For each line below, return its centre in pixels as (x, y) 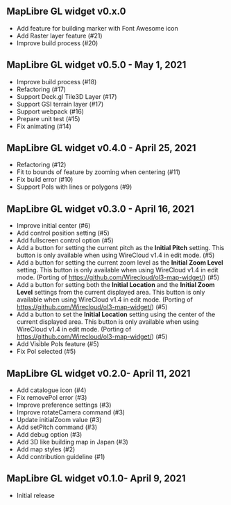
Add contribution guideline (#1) (61, 457)
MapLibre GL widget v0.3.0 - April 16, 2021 (101, 209)
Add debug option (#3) (49, 435)
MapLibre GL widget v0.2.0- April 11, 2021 (99, 373)
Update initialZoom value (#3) (59, 420)
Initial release (35, 495)
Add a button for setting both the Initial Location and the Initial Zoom (116, 285)
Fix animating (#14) (44, 126)
